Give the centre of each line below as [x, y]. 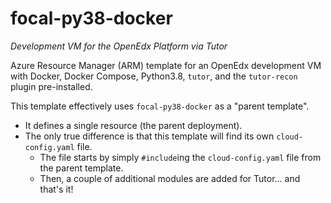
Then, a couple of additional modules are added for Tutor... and [170, 178]
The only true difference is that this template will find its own [149, 136]
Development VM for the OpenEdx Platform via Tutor [119, 46]
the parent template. [81, 168]
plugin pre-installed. [51, 86]
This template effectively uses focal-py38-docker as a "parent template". [160, 106]
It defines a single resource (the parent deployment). [133, 125]
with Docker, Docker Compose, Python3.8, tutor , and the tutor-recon [154, 76]
